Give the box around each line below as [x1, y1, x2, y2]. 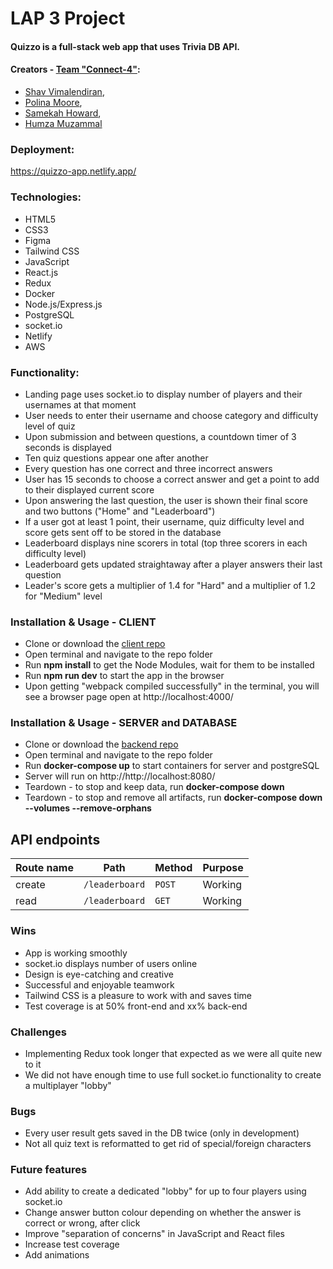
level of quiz [24, 420, 76, 432]
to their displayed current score [24, 483, 155, 496]
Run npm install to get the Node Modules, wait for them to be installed [24, 659, 315, 671]
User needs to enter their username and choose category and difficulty [24, 409, 319, 421]
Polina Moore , [24, 96, 83, 108]
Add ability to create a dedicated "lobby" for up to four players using [24, 1185, 307, 1197]
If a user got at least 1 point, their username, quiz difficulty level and [24, 515, 305, 527]
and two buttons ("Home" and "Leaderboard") [24, 505, 216, 517]
